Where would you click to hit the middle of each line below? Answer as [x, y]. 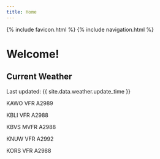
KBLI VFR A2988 [28, 115]
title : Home [21, 12]
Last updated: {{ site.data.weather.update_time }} [68, 91]
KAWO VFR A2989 [30, 103]
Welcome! [33, 54]
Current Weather [39, 77]
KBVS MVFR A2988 [31, 127]
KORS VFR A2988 [29, 150]
